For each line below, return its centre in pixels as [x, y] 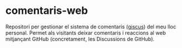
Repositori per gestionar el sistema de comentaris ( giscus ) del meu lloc [91, 27]
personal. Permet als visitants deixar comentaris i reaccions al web [86, 32]
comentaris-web [47, 11]
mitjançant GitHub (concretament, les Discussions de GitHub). [80, 39]
